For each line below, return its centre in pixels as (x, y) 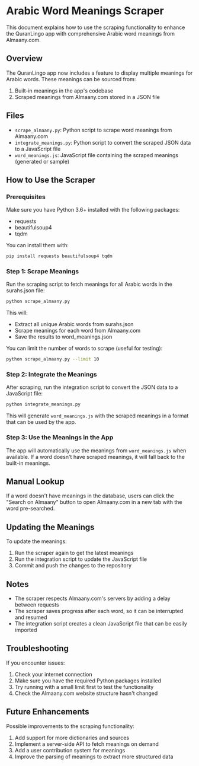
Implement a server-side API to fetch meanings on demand (86, 744)
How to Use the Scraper (51, 180)
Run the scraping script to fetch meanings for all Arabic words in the (89, 284)
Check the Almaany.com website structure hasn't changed (86, 693)
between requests (37, 605)
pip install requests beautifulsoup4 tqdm (59, 256)
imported (26, 630)
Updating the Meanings (50, 527)
